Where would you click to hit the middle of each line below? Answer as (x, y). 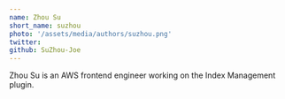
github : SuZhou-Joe (45, 50)
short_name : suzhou (45, 26)
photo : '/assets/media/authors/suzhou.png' (91, 34)
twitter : (25, 42)
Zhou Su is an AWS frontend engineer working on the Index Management (142, 75)
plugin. (22, 85)
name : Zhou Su (35, 17)
